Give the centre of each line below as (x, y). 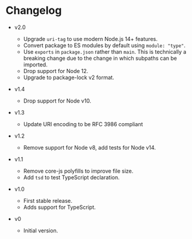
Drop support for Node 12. (56, 71)
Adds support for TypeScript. (60, 207)
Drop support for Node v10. (57, 101)
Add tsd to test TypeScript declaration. (71, 177)
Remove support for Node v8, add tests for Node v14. (89, 147)
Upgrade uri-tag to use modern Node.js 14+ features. (90, 39)
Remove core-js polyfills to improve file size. (78, 171)
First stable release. (48, 200)
